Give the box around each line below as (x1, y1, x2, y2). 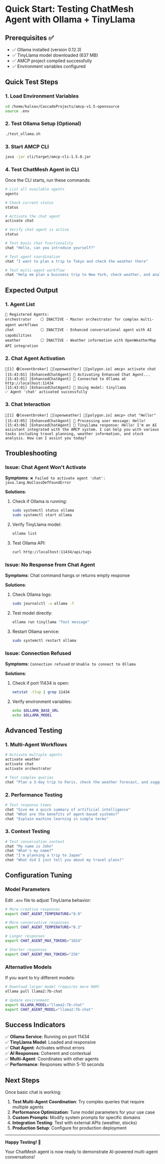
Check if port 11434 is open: (12, 680, 69, 686)
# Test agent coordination (5, 254, 60, 259)
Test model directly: (12, 610, 53, 616)
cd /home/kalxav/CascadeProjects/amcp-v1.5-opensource (5, 104, 120, 109)
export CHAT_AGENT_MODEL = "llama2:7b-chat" (5, 1007, 93, 1012)
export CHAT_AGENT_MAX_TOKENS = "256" (5, 952, 80, 957)
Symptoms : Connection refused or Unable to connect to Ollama (5, 661, 136, 667)
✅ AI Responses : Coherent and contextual (5, 1050, 91, 1056)
